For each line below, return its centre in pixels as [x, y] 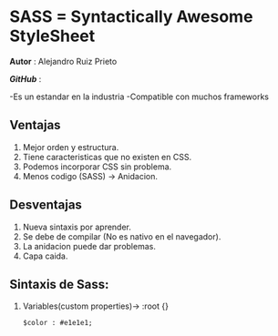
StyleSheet [52, 36]
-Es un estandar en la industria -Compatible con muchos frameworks [139, 97]
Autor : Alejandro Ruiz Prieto [63, 61]
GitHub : [26, 78]
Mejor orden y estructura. [71, 147]
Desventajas [46, 205]
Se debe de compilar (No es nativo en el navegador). [122, 236]
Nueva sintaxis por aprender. [77, 227]
